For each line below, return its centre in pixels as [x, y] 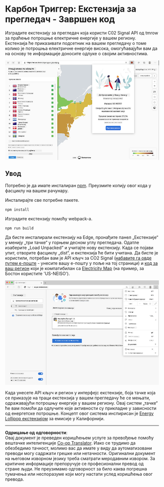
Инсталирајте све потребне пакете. [42, 200]
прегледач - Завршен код [60, 19]
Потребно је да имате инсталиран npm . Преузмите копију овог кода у [78, 185]
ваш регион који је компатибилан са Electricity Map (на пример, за [74, 268]
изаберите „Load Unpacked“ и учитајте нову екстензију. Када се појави [79, 248]
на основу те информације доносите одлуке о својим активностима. [77, 53]
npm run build [20, 228]
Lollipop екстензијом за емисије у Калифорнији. [55, 418]
